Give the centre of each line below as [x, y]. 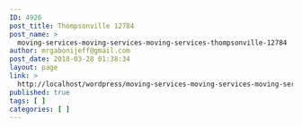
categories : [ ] [40, 109]
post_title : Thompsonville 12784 [72, 26]
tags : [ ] [28, 101]
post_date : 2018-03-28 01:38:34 [70, 59]
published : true [40, 92]
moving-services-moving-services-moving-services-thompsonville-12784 [152, 42]
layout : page [34, 68]
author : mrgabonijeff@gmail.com [70, 51]
